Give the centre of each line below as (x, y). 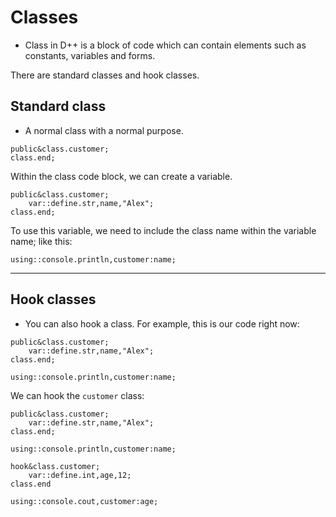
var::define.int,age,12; (80, 475)
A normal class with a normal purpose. (104, 130)
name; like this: (41, 241)
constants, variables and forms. (90, 55)
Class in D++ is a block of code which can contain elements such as (165, 45)
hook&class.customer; (55, 466)
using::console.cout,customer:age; (84, 501)
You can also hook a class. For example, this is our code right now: (162, 323)
